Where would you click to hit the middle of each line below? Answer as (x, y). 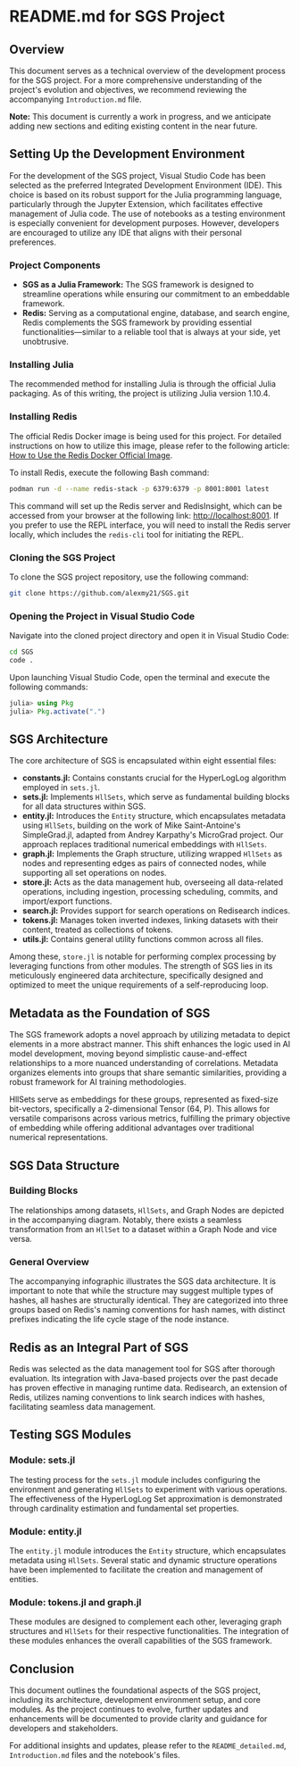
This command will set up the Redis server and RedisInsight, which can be (146, 505)
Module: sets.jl (42, 1460)
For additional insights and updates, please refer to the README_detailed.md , (148, 1746)
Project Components (55, 265)
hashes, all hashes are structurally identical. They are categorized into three (149, 1300)
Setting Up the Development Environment (127, 154)
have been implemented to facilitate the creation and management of (136, 1570)
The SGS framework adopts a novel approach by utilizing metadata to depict (150, 1035)
